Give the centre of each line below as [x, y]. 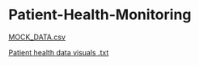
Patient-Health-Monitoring [100, 15]
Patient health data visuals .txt [59, 52]
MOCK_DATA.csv [37, 37]
